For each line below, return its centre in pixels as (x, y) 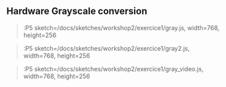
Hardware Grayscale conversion (77, 11)
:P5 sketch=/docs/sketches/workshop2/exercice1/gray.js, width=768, (121, 27)
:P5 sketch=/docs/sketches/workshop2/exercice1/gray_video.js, (113, 69)
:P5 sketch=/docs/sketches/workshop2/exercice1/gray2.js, (106, 48)
